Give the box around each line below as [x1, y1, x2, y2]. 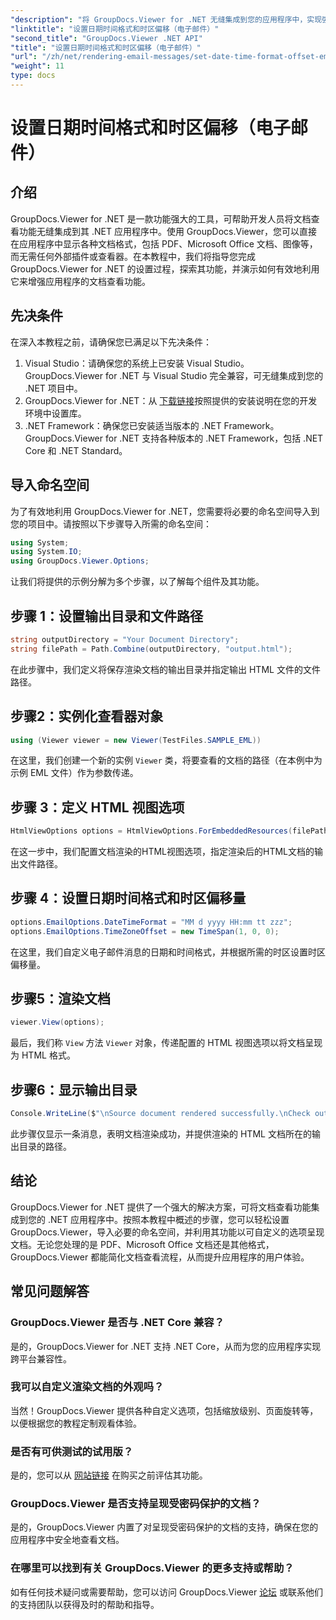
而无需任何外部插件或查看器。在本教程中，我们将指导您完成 [10, 250, 256, 262]
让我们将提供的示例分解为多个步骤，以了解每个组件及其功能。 [10, 576, 265, 588]
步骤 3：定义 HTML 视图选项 [10, 799, 185, 816]
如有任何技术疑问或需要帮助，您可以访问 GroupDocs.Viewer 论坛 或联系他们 [10, 1586, 324, 1598]
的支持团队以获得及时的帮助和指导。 [10, 1598, 160, 1610]
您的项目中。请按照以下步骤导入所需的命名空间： [10, 517, 212, 530]
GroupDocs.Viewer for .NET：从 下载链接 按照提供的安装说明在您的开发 [24, 394, 318, 406]
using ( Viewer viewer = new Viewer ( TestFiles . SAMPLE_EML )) [10, 735, 262, 745]
